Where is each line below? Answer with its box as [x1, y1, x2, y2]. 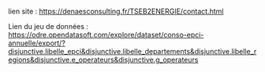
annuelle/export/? [8, 38, 65, 48]
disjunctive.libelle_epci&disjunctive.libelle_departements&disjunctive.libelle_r [8, 47, 257, 56]
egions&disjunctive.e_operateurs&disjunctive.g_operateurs [8, 55, 199, 64]
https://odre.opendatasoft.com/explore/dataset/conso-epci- [8, 31, 204, 39]
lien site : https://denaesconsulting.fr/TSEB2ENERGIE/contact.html [8, 7, 224, 16]
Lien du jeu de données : [8, 22, 89, 31]
